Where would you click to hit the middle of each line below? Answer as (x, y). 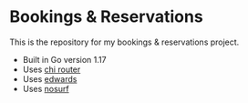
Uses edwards (50, 78)
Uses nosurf (46, 88)
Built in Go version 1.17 (64, 59)
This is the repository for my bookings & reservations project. (124, 42)
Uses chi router (52, 69)
